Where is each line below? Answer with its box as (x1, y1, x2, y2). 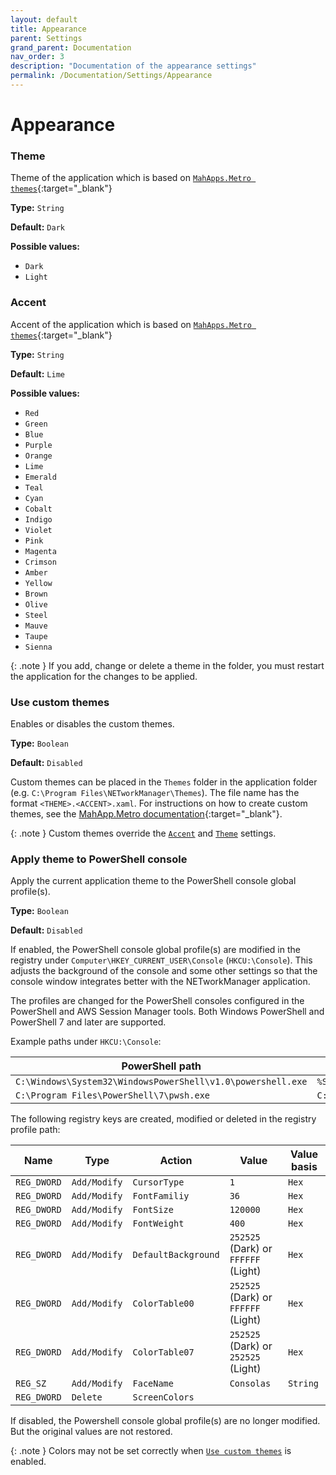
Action (159, 1154, 193, 1168)
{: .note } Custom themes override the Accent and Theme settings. (10, 827, 277, 839)
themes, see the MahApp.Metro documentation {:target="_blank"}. (10, 807, 283, 820)
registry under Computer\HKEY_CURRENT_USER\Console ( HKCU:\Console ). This (10, 954, 313, 966)
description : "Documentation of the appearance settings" (10, 61, 257, 71)
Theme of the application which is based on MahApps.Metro (10, 172, 252, 184)
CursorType (132, 1177, 185, 1188)
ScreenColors (132, 1392, 195, 1403)
